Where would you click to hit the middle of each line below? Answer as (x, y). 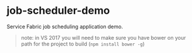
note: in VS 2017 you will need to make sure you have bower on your (103, 37)
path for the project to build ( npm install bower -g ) (83, 44)
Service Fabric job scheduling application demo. (65, 26)
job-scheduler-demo (58, 11)
